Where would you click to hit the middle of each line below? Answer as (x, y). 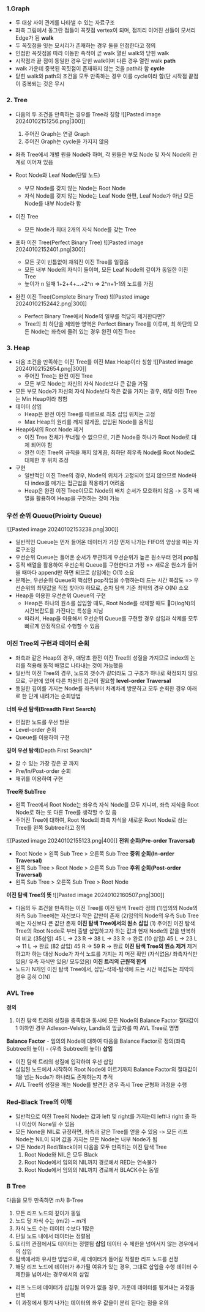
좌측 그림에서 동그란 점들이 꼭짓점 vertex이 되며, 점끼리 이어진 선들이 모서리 (105, 30)
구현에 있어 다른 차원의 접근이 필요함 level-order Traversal (100, 681)
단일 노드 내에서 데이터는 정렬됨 (53, 1236)
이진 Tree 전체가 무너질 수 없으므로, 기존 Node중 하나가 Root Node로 (107, 437)
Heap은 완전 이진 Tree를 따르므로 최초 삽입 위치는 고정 (90, 414)
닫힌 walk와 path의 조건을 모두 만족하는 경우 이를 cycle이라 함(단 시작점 (101, 76)
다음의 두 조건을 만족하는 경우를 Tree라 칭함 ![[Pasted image (88, 114)
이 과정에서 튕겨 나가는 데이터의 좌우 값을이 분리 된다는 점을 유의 (92, 1303)
